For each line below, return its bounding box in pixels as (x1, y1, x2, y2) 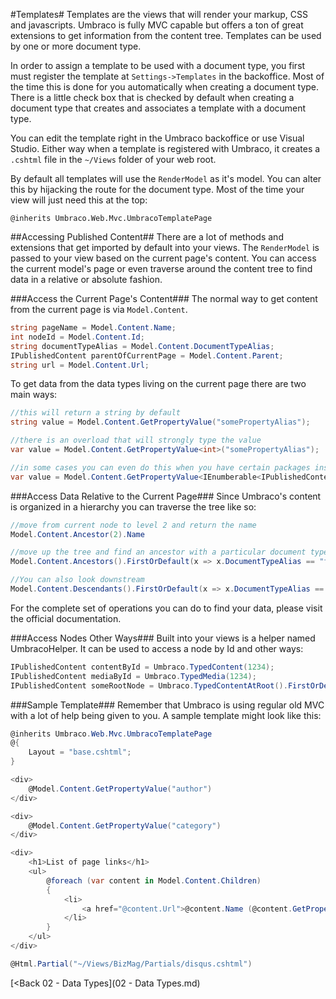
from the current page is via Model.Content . (10, 304, 188, 315)
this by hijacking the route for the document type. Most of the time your (10, 184, 305, 195)
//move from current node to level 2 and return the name (10, 520, 257, 530)
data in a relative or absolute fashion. (10, 274, 163, 285)
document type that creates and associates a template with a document (10, 102, 307, 114)
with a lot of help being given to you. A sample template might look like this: (10, 709, 322, 721)
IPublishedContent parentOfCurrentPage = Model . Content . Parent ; (10, 350, 284, 361)
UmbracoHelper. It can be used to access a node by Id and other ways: (10, 642, 304, 654)
